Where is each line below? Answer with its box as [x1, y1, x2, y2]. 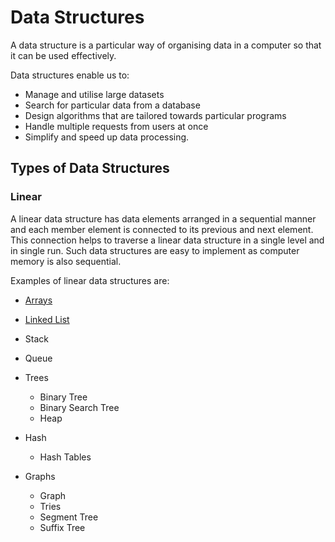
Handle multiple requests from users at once [24, 120, 209, 132]
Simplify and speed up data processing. [24, 131, 190, 143]
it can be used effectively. [10, 49, 117, 61]
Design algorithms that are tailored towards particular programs [24, 109, 287, 121]
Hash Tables [39, 451, 92, 463]
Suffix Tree [39, 521, 86, 533]
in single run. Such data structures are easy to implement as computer [10, 244, 300, 256]
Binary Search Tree [39, 401, 120, 413]
